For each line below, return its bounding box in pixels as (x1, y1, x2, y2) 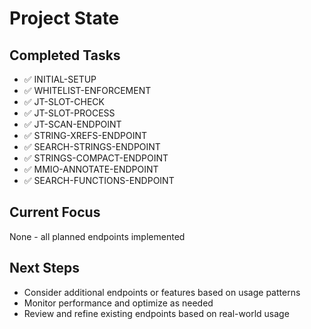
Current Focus (9, 204, 101, 221)
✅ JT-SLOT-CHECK (23, 96, 105, 107)
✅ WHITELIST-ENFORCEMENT (23, 85, 152, 96)
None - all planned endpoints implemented (9, 230, 186, 242)
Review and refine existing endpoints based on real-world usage (23, 307, 290, 319)
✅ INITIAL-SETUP (23, 73, 97, 85)
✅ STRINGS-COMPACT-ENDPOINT (23, 152, 169, 164)
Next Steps (9, 260, 80, 277)
